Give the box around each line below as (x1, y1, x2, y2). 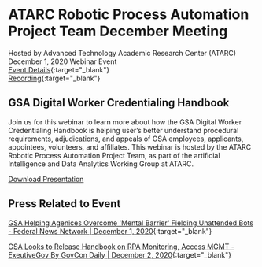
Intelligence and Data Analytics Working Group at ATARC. (8, 159, 194, 169)
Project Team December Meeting (8, 22, 228, 40)
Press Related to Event (8, 197, 121, 210)
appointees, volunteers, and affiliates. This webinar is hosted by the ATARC (8, 142, 252, 151)
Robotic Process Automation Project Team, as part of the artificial (8, 150, 220, 160)
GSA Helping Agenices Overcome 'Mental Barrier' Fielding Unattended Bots (8, 218, 254, 228)
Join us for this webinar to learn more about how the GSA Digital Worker (8, 117, 242, 127)
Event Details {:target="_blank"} (8, 65, 110, 74)
